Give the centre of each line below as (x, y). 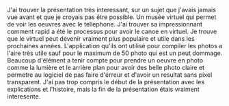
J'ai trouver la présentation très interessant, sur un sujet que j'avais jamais (112, 10)
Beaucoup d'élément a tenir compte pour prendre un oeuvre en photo (105, 60)
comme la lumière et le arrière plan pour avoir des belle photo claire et (106, 68)
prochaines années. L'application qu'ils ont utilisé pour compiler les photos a (115, 46)
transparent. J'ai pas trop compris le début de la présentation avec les (106, 82)
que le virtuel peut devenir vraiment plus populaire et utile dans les (101, 39)
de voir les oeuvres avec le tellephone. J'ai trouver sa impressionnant (105, 24)
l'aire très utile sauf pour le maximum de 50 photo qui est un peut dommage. (115, 53)
